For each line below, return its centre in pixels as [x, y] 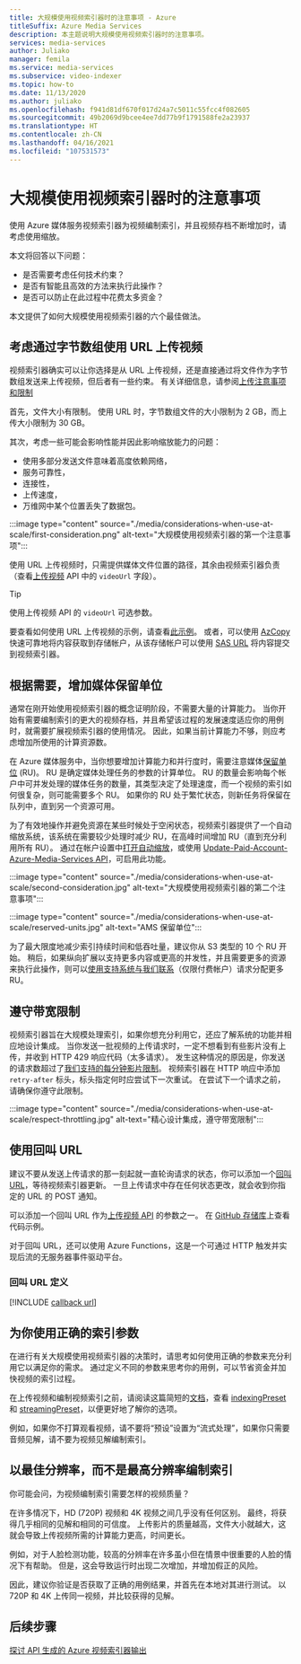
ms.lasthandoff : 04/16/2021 [62, 143]
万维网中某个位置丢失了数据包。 [81, 506]
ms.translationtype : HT [54, 127]
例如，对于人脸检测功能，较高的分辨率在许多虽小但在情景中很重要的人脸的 [146, 1554]
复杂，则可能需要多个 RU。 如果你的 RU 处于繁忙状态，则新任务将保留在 [158, 795]
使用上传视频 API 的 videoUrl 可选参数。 [83, 612]
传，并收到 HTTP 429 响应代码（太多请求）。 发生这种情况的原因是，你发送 [147, 1057]
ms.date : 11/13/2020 [48, 92]
